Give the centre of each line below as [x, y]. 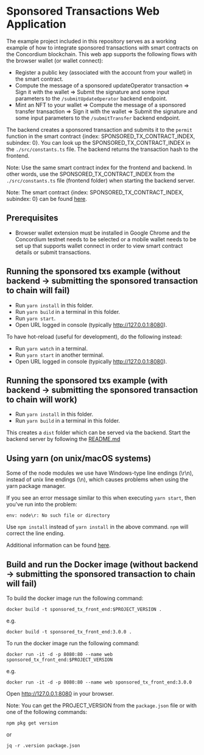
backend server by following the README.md [63, 439]
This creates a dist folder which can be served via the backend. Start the [98, 432]
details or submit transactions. [53, 252]
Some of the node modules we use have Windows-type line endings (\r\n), [100, 473]
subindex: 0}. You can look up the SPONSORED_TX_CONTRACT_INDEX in [98, 142]
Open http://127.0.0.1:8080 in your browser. [60, 694]
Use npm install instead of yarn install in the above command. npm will [97, 527]
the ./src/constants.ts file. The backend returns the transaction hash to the [102, 149]
